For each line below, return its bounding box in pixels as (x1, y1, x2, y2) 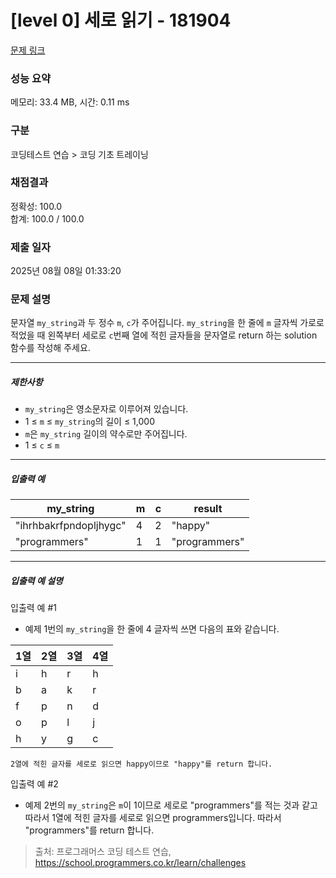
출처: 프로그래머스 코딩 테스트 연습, (34, 846, 172, 858)
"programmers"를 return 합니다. (24, 824, 155, 836)
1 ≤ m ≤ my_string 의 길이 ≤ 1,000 (24, 416, 155, 428)
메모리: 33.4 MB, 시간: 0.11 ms (10, 96, 130, 108)
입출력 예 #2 (10, 778, 59, 790)
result (193, 502, 223, 516)
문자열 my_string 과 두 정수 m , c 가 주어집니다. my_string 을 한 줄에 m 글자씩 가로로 (10, 317, 325, 329)
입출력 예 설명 (10, 574, 63, 586)
